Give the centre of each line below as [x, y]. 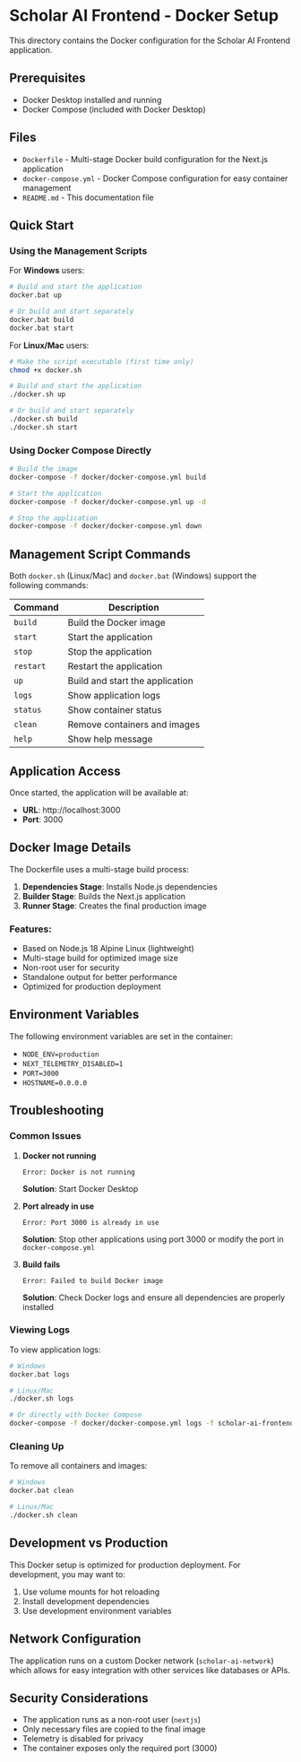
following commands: [49, 586]
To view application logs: [55, 1350]
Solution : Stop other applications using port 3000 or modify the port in [153, 1239]
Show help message [110, 739]
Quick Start [42, 225]
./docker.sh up [38, 395]
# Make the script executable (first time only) [102, 361]
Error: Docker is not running [79, 1172]
